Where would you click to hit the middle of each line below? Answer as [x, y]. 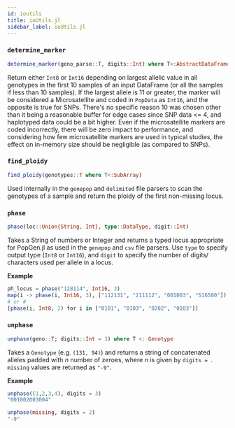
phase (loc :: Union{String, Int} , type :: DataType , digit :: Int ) [98, 227]
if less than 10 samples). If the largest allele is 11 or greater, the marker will [114, 92]
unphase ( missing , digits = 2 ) [51, 413]
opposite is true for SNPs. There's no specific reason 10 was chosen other [114, 107]
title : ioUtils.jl [34, 20]
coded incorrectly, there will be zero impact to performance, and [100, 129]
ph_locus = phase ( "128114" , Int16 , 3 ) [64, 288]
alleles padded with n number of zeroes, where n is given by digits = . [110, 359]
